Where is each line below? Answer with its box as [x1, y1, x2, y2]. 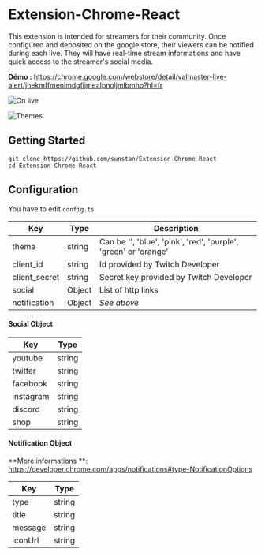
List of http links [99, 284, 159, 295]
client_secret [12, 271, 60, 282]
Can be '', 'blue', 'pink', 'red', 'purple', [99, 236, 239, 247]
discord [12, 404, 41, 415]
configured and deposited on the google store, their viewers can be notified [8, 39, 255, 49]
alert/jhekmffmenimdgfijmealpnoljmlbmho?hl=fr [8, 80, 163, 90]
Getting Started [8, 134, 86, 147]
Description [153, 222, 199, 233]
